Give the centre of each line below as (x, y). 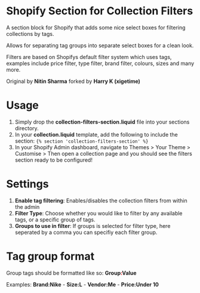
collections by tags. (30, 33)
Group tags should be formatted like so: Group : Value (71, 273)
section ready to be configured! (53, 160)
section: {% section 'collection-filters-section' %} (81, 141)
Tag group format (50, 256)
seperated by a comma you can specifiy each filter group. (86, 232)
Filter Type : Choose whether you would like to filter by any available (99, 213)
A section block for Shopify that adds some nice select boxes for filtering (96, 27)
